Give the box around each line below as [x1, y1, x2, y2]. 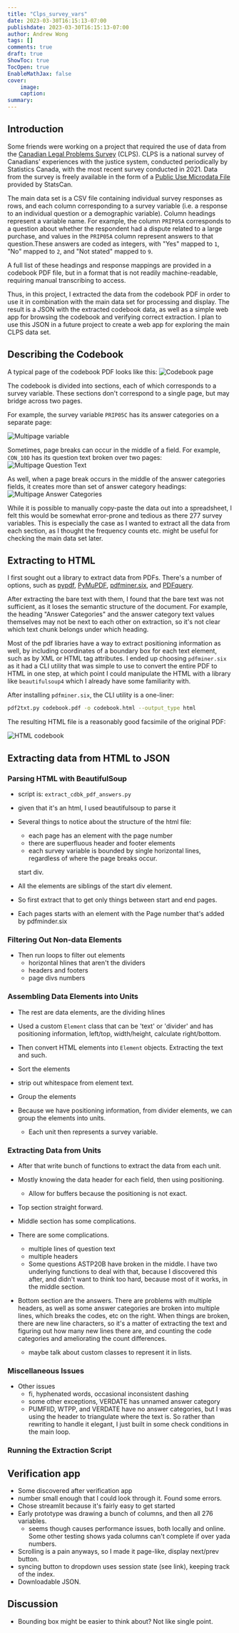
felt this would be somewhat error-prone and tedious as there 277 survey [7, 511, 223, 520]
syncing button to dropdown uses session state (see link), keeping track [17, 1562, 230, 1571]
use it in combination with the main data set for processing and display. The [7, 297, 230, 306]
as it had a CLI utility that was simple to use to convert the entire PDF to [7, 662, 218, 670]
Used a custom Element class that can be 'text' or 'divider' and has [17, 1022, 214, 1030]
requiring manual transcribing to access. [7, 276, 126, 284]
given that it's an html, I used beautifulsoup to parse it [17, 804, 176, 812]
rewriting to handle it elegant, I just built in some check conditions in [28, 1420, 229, 1429]
